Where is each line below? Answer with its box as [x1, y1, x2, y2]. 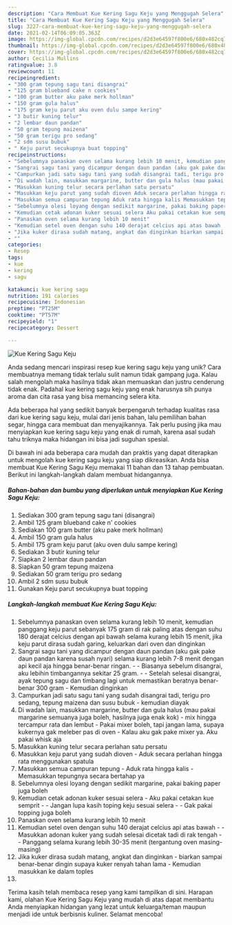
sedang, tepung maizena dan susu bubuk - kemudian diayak [17, 698, 189, 707]
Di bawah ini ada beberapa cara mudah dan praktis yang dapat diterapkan [8, 448, 218, 457]
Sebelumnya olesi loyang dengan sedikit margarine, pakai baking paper [17, 779, 221, 788]
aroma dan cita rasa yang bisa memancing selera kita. [8, 392, 161, 401]
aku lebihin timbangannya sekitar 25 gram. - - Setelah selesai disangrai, [17, 669, 222, 677]
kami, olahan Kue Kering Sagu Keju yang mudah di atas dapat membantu [8, 895, 214, 904]
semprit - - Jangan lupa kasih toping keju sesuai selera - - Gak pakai [17, 801, 213, 809]
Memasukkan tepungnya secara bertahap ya [17, 772, 145, 780]
